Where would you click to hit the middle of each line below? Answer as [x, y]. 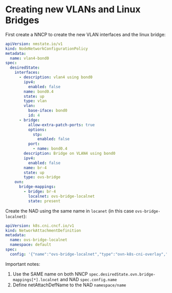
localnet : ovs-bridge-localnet [61, 196]
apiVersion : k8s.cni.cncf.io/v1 [40, 226]
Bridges [22, 20]
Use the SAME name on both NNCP [50, 274]
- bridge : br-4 [40, 192]
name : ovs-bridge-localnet [39, 240]
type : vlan [35, 101]
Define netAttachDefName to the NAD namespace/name [69, 285]
